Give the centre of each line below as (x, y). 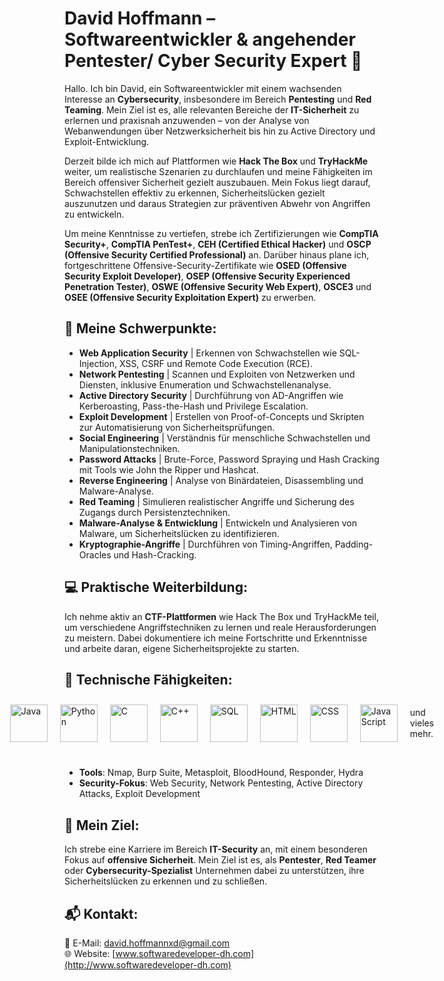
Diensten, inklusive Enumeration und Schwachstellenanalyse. (205, 384)
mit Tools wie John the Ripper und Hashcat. (168, 469)
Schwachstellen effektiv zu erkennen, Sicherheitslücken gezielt (195, 193)
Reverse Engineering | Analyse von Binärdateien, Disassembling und (221, 480)
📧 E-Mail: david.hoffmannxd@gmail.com (147, 943)
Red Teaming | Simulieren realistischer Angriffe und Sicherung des (216, 501)
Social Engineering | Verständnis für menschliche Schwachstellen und (224, 438)
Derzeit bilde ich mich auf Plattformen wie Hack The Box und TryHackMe (216, 161)
